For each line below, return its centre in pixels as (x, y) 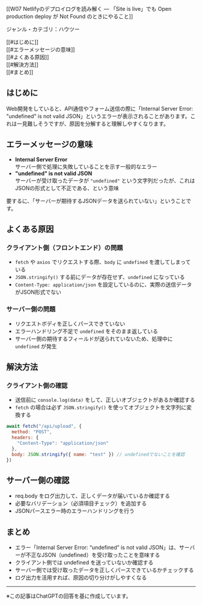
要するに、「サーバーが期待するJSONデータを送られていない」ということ (96, 201)
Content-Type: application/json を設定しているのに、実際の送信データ (103, 284)
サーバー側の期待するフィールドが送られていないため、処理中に (94, 339)
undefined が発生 (36, 346)
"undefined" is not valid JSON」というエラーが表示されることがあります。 (98, 116)
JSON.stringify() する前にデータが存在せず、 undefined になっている (100, 277)
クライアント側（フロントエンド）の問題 (65, 248)
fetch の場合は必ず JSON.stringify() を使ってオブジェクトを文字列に (101, 407)
